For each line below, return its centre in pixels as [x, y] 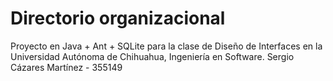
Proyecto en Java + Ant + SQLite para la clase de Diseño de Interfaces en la [166, 46]
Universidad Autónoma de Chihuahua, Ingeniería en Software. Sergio [152, 56]
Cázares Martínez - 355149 [66, 67]
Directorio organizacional [118, 18]
